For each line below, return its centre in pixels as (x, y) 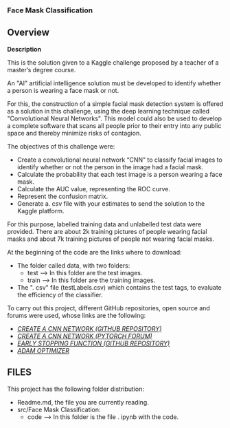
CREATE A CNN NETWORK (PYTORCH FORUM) (84, 336)
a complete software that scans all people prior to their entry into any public (114, 125)
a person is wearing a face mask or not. (63, 90)
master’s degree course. (42, 69)
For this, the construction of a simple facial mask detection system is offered (115, 104)
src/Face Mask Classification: (59, 409)
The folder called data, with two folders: (73, 265)
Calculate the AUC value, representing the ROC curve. (93, 189)
